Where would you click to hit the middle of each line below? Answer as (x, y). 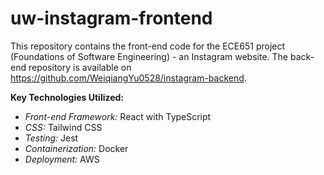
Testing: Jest (51, 138)
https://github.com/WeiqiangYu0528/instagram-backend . (128, 78)
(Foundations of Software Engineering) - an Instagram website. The (149, 56)
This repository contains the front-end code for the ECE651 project (148, 46)
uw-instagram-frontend (111, 18)
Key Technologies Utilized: (67, 97)
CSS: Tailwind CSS (63, 127)
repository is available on (80, 67)
